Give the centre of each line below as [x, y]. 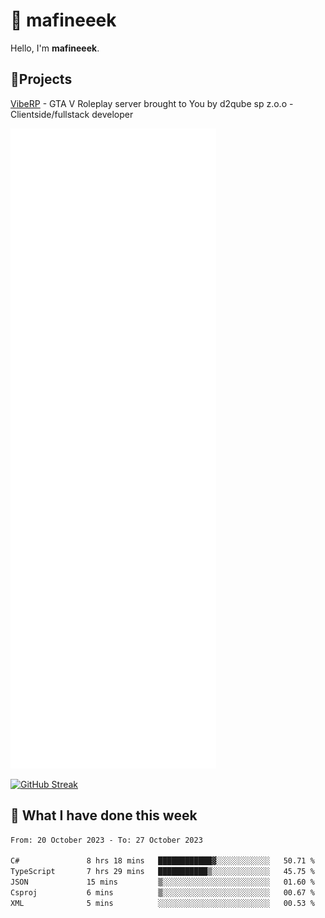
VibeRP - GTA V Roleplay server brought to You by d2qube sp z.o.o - [152, 103]
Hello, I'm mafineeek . [55, 48]
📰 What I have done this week [104, 815]
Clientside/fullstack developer [72, 114]
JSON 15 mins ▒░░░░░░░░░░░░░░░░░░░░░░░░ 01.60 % [162, 882]
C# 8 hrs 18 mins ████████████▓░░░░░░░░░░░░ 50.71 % [162, 861]
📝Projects [41, 79]
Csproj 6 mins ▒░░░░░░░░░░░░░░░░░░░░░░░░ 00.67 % [162, 892]
